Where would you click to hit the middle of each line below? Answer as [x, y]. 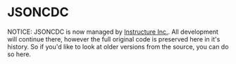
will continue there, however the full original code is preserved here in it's [114, 39]
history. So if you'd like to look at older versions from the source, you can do [118, 46]
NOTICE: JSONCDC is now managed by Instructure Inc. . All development [113, 32]
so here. [19, 54]
